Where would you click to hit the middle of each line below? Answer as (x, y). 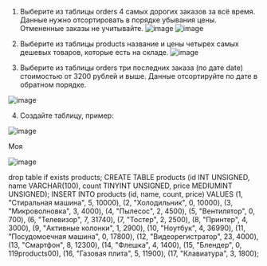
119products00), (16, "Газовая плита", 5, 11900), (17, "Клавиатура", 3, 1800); (133, 253)
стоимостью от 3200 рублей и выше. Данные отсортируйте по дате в (138, 76)
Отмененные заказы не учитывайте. (81, 28)
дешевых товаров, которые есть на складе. (94, 52)
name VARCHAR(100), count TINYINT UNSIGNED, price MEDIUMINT (120, 186)
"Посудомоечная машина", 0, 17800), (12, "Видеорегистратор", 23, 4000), (133, 237)
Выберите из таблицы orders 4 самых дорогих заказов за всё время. (137, 12)
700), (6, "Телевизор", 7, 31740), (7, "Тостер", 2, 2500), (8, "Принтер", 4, (128, 219)
